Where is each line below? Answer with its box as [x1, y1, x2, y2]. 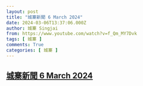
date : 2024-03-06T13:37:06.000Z [6, 20, 86, 26]
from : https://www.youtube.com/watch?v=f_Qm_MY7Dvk [6, 31, 137, 37]
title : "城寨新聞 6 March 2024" [6, 14, 83, 20]
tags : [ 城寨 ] [6, 36, 42, 42]
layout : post [6, 8, 39, 15]
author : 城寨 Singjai [6, 25, 58, 31]
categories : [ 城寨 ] [6, 47, 58, 53]
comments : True [6, 42, 44, 48]
